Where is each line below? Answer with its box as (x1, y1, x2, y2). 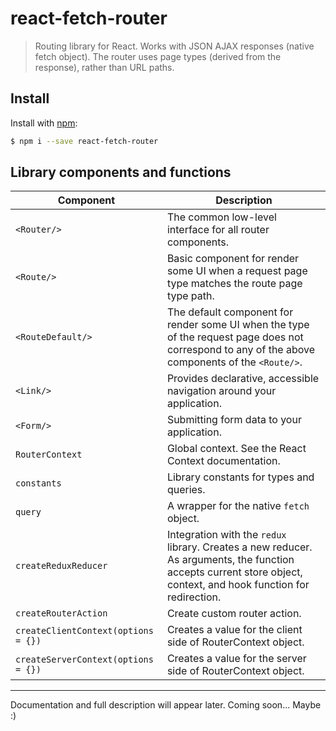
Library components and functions (10, 164, 232, 181)
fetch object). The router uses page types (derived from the (34, 50, 282, 62)
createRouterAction (15, 608, 108, 619)
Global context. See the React (166, 442, 307, 456)
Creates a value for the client (166, 623, 303, 637)
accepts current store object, (166, 565, 303, 579)
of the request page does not (166, 330, 304, 344)
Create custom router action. (166, 607, 302, 621)
